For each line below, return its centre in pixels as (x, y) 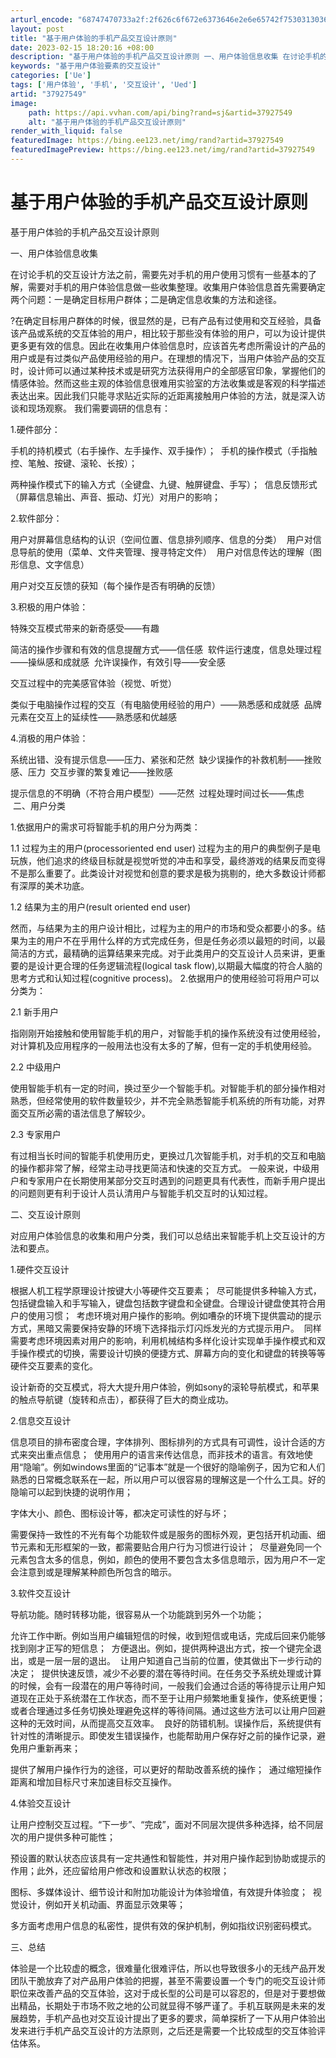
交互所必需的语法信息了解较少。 (84, 1113)
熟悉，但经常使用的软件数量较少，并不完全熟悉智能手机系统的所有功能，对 (163, 1100)
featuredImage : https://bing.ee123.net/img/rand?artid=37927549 (147, 141)
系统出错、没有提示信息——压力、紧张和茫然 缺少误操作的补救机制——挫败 (166, 759)
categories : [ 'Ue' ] (51, 76)
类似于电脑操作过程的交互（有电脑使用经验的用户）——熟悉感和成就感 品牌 (166, 704)
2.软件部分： (36, 518)
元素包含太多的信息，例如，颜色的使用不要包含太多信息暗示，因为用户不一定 (168, 1559)
